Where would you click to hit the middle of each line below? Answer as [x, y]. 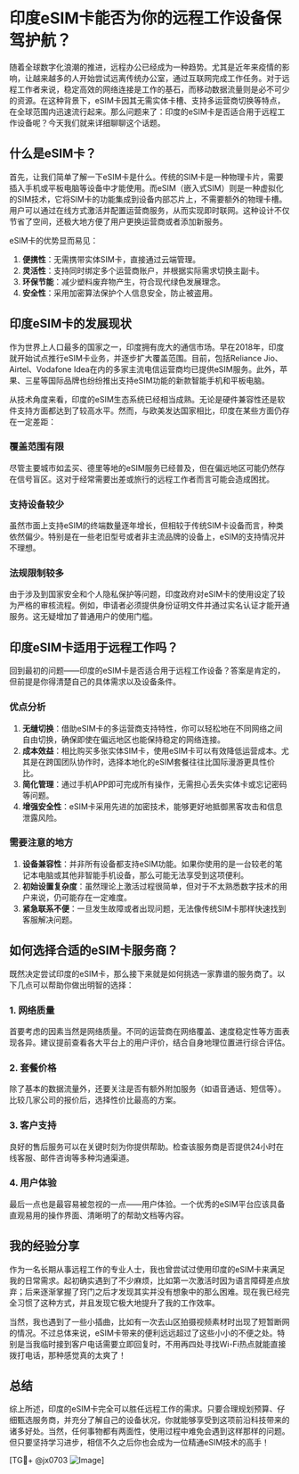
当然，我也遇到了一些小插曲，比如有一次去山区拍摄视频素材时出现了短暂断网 [149, 1321]
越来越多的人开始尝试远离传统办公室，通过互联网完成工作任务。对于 [157, 78]
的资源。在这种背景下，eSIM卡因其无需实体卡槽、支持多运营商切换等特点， [147, 100]
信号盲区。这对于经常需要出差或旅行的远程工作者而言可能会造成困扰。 [145, 479]
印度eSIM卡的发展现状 [70, 323]
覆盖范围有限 [37, 447]
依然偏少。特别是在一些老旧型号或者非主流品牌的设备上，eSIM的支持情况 [143, 537]
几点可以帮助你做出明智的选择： [75, 985]
